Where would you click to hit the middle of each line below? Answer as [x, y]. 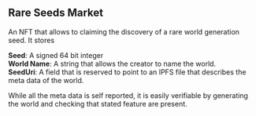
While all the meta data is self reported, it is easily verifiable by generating [128, 95]
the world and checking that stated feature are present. [98, 103]
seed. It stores [32, 40]
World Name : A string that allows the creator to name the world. [112, 63]
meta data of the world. [46, 80]
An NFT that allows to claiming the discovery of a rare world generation [124, 31]
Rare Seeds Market [56, 13]
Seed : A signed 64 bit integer [56, 55]
